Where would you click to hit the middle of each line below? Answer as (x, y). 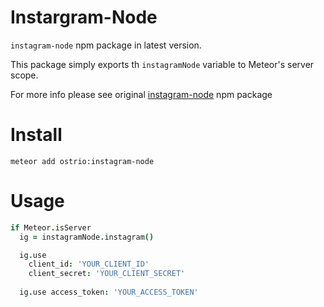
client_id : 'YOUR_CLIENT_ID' (89, 264)
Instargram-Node (84, 17)
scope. (24, 75)
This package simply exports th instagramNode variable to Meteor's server (162, 64)
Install (36, 135)
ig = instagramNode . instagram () (87, 237)
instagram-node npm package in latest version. (106, 45)
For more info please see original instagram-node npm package (141, 94)
